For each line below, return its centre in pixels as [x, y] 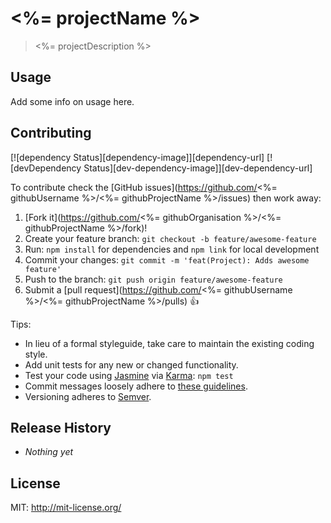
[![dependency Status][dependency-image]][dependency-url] [137, 157]
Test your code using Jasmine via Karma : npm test [129, 375]
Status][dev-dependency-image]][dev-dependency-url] [198, 168]
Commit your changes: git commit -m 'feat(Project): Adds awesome [167, 259]
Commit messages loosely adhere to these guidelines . [136, 386]
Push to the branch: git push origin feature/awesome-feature [153, 279]
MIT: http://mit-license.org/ [66, 508]
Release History [61, 427]
